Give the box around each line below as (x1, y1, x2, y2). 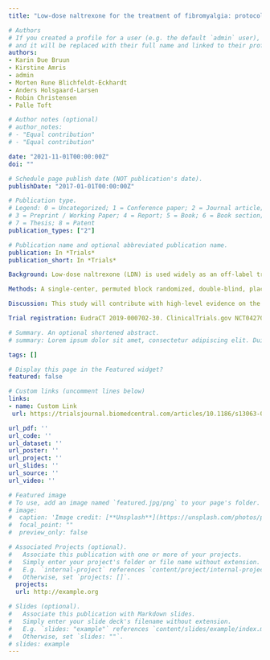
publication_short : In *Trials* (8, 256, 117, 264)
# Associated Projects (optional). (8, 543, 128, 551)
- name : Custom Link (8, 402, 78, 410)
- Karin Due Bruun (8, 56, 70, 64)
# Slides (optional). (8, 603, 81, 611)
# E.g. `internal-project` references (8, 565, 146, 574)
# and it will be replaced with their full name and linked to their (8, 41, 247, 49)
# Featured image (8, 491, 67, 499)
